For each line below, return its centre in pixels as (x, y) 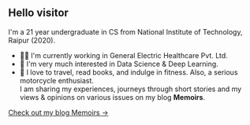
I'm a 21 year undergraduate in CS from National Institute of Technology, (125, 31)
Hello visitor (39, 13)
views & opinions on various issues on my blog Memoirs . (112, 97)
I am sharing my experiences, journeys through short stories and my (131, 89)
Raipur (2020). (32, 40)
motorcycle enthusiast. (57, 80)
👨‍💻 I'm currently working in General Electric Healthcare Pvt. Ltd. (124, 55)
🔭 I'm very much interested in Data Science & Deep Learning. (119, 64)
